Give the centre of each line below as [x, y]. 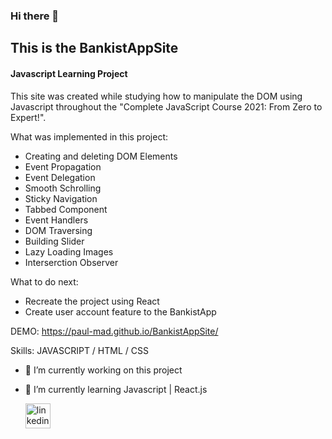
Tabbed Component [66, 209]
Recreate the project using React [92, 301]
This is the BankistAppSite [94, 48]
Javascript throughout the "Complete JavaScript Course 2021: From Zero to [166, 106]
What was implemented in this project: [89, 136]
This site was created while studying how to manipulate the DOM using [156, 96]
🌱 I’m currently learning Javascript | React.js [116, 389]
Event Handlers [56, 220]
